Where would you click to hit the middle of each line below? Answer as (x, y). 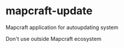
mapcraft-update (49, 11)
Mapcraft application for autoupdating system (62, 27)
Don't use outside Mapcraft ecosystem (54, 39)
